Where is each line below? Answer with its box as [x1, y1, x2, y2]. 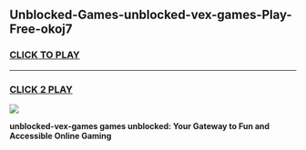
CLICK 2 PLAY [9, 83, 73, 95]
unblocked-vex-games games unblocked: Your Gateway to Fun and [9, 120, 270, 131]
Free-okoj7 [9, 22, 73, 37]
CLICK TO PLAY [9, 49, 80, 62]
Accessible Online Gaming [9, 130, 112, 141]
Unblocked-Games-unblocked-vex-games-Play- [9, 7, 293, 23]
